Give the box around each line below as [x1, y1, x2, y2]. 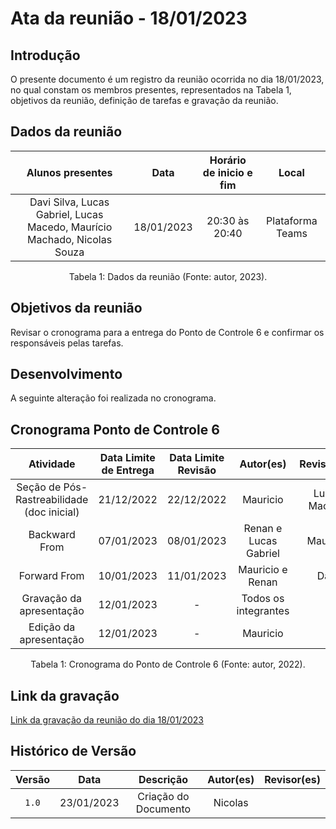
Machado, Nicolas [27, 232, 113, 246]
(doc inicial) [24, 505, 80, 519]
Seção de [16, 480, 62, 494]
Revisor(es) [264, 772, 321, 786]
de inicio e [202, 165, 253, 179]
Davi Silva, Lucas [29, 195, 110, 209]
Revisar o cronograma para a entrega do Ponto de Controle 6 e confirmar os [10, 326, 325, 338]
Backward [28, 528, 76, 542]
